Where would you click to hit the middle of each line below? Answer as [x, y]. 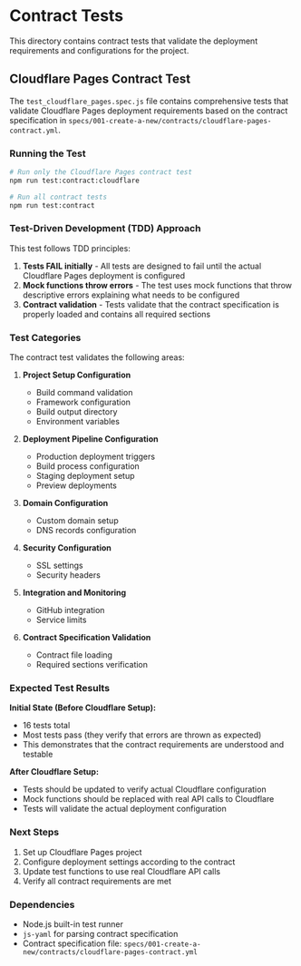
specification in [38, 120]
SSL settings [59, 566]
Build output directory [77, 412]
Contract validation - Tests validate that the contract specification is [150, 304]
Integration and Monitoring [74, 593]
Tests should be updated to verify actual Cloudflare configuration [144, 789]
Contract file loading [74, 655]
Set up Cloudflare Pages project [82, 852]
